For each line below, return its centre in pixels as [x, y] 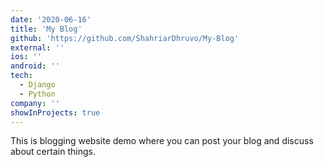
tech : [21, 76]
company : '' [35, 103]
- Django [37, 85]
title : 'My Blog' [46, 29]
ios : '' [26, 57]
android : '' [35, 66]
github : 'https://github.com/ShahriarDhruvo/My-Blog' [125, 38]
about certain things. [53, 152]
